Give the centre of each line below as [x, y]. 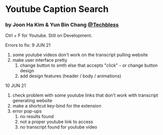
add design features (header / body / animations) [70, 76]
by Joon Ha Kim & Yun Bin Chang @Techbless [62, 25]
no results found [37, 117]
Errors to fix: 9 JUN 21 [28, 45]
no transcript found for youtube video [58, 127]
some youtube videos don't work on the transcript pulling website [80, 55]
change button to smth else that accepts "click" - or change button [89, 65]
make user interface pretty [40, 60]
